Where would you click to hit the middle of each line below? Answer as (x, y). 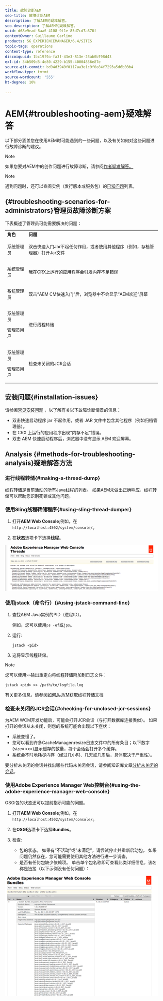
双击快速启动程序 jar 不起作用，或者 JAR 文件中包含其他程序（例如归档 (83, 420)
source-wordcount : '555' (30, 77)
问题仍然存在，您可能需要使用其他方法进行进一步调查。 (74, 857)
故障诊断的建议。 (26, 146)
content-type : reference (30, 51)
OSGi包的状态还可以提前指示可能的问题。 (46, 803)
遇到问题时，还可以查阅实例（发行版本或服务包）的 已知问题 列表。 (71, 186)
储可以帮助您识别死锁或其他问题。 (39, 496)
